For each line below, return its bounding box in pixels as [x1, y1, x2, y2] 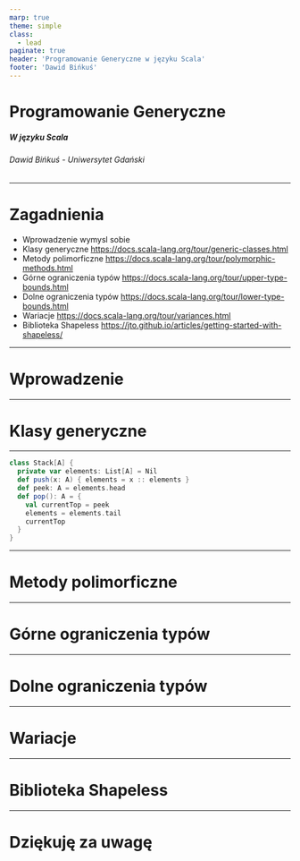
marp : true [9, 13, 50, 22]
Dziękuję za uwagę [9, 832, 153, 853]
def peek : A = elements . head [17, 484, 126, 493]
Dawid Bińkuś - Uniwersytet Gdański [9, 154, 146, 166]
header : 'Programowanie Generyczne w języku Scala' [9, 55, 205, 64]
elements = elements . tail [25, 508, 122, 517]
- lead [17, 38, 42, 47]
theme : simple [9, 21, 62, 30]
